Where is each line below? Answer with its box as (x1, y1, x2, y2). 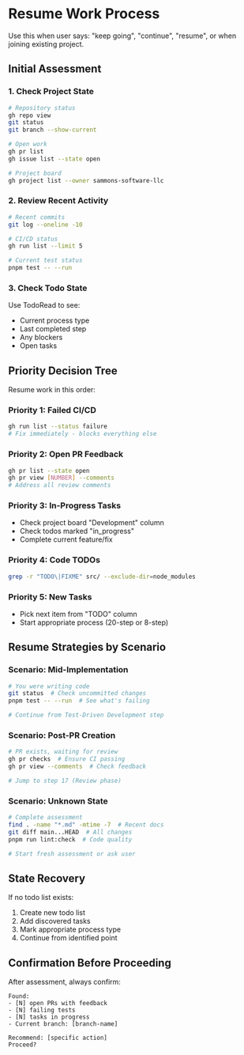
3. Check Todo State (8, 282, 88, 293)
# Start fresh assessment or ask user (8, 849, 136, 858)
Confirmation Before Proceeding (8, 956, 171, 970)
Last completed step (19, 324, 87, 334)
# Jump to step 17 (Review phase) (8, 777, 122, 785)
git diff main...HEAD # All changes (8, 828, 133, 836)
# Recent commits (8, 213, 66, 221)
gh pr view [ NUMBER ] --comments (8, 474, 114, 482)
